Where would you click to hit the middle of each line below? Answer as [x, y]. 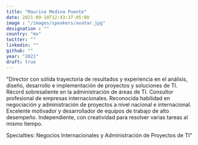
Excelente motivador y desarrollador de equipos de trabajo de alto [88, 111]
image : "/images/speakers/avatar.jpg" [56, 23]
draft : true [21, 62]
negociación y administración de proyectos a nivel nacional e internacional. [99, 104]
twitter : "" [21, 40]
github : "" [20, 51]
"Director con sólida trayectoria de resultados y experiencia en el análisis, [97, 79]
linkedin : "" [22, 46]
